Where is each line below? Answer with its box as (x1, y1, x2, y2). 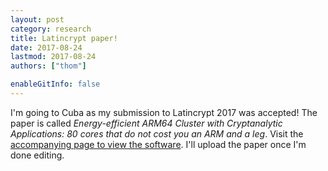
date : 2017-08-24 (10, 42, 83, 53)
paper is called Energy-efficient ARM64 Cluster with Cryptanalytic (10, 117, 283, 129)
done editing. (10, 149, 65, 161)
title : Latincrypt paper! (10, 33, 118, 43)
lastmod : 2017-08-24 (10, 52, 97, 62)
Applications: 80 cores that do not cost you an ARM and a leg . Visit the (10, 127, 304, 140)
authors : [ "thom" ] (10, 61, 87, 71)
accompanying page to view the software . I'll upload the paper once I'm (10, 138, 307, 150)
